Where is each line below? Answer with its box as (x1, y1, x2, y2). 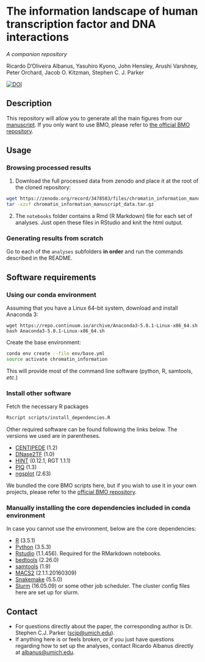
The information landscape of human (6, 4, 198, 18)
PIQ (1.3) (15, 464, 37, 471)
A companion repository (6, 50, 67, 57)
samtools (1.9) (15, 563, 51, 570)
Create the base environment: (6, 339, 81, 346)
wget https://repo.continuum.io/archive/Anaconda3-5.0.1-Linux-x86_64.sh (6, 322, 198, 329)
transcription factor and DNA (6, 17, 156, 31)
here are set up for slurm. (15, 589, 79, 596)
